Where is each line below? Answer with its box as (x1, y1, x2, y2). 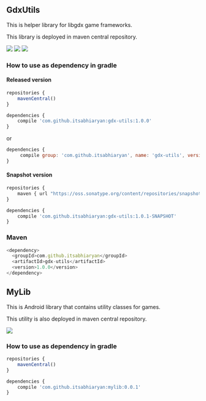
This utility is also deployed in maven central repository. (6, 315, 147, 323)
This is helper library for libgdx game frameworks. (6, 21, 133, 28)
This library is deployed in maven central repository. (6, 33, 138, 40)
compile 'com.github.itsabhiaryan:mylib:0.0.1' (17, 384, 141, 390)
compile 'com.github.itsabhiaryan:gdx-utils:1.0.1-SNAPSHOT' (17, 213, 177, 220)
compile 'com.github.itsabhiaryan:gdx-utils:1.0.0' (17, 118, 152, 124)
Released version (6, 76, 52, 83)
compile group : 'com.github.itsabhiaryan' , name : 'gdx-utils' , (20, 153, 185, 159)
